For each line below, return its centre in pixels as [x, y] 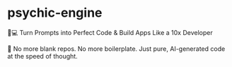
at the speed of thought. [42, 56]
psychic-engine [55, 13]
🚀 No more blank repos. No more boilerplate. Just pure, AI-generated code [116, 49]
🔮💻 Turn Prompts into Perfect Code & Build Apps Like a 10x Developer [110, 32]
